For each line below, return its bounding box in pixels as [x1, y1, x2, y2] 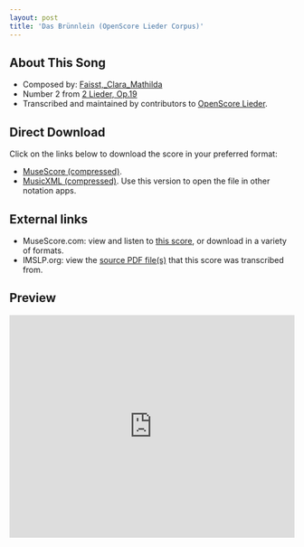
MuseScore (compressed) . [22, 166, 122, 177]
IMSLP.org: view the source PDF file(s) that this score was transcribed [22, 254, 285, 265]
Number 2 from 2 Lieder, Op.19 [22, 89, 138, 99]
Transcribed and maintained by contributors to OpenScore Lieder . [22, 99, 269, 109]
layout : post [9, 13, 59, 23]
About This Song [9, 55, 107, 71]
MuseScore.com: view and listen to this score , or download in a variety [22, 235, 288, 246]
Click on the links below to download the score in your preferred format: [9, 148, 278, 159]
